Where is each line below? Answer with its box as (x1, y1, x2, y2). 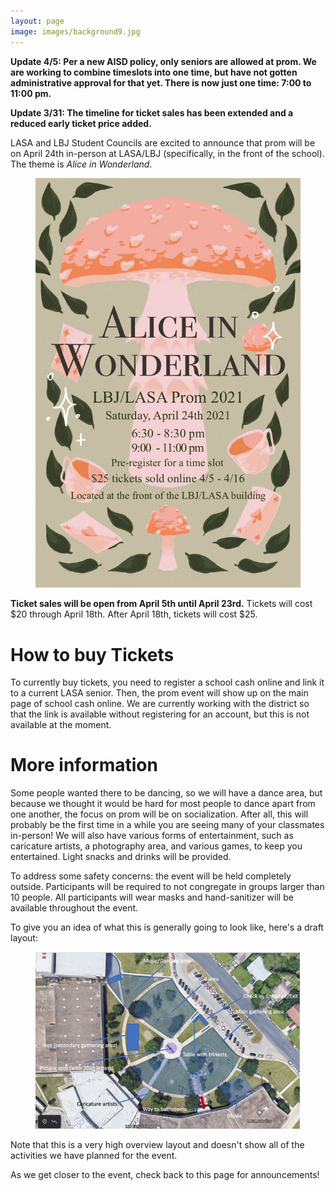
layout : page (10, 16, 65, 26)
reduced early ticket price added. (10, 117, 152, 129)
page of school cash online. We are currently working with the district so (10, 698, 310, 710)
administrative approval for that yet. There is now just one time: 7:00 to (10, 76, 312, 89)
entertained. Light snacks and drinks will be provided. (10, 851, 232, 863)
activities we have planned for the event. (10, 1150, 178, 1162)
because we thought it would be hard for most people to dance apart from (10, 798, 316, 810)
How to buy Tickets (10, 643, 175, 666)
